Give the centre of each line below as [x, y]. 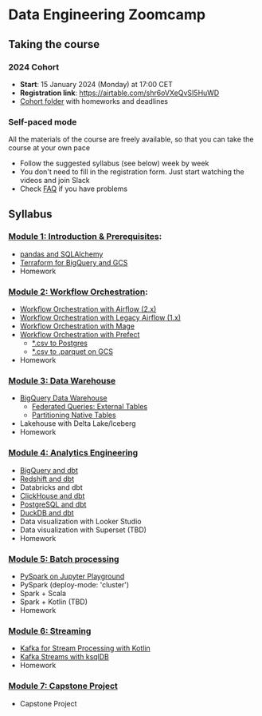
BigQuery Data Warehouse [63, 398]
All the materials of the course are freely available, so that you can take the [131, 139]
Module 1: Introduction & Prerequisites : [85, 237]
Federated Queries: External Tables [90, 407]
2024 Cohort [34, 67]
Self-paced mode [43, 121]
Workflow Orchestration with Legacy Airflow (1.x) [100, 318]
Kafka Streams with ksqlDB [65, 657]
